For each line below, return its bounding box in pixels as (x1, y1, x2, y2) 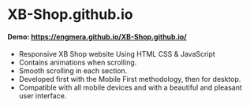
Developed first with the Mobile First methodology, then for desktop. (18, 75, 241, 84)
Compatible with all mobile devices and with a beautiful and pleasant (18, 83, 242, 92)
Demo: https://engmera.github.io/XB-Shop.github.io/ (7, 31, 187, 41)
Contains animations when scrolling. (18, 57, 137, 68)
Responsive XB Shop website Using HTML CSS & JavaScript (18, 50, 216, 59)
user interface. (18, 91, 67, 101)
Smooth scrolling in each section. (18, 66, 128, 76)
